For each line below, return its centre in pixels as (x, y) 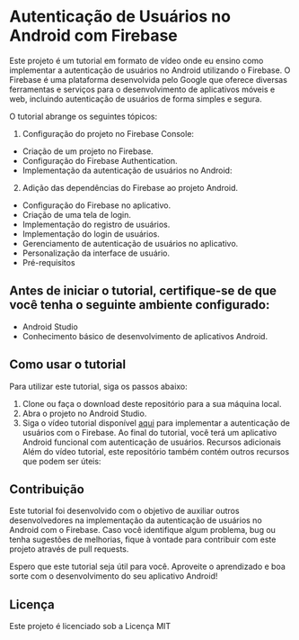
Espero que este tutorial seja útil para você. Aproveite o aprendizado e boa (147, 567)
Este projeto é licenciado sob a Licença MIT (90, 626)
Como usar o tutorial (68, 365)
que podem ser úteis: (62, 461)
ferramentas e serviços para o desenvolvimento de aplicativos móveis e (142, 89)
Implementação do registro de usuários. (96, 224)
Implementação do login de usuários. (91, 234)
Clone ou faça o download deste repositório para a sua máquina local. (152, 403)
